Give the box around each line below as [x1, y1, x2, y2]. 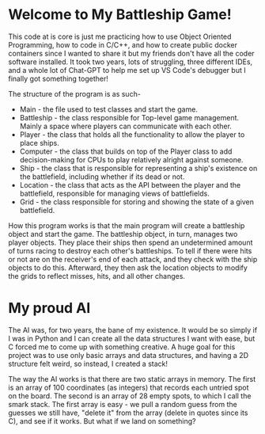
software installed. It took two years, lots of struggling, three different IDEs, [8, 57, 253, 67]
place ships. [19, 138, 59, 147]
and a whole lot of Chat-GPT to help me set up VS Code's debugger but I [8, 65, 247, 74]
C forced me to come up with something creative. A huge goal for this [8, 342, 236, 352]
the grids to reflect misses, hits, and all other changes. [8, 271, 186, 280]
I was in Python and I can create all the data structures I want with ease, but [8, 333, 256, 343]
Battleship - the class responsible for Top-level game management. [19, 112, 240, 122]
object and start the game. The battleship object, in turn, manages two [8, 229, 238, 238]
